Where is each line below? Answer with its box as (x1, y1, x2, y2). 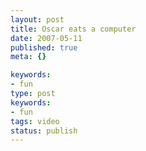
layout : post (10, 14, 65, 25)
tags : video (10, 116, 60, 126)
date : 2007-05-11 (10, 33, 83, 43)
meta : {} (10, 52, 47, 62)
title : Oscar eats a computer (10, 24, 137, 34)
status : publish (10, 126, 78, 136)
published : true (10, 42, 78, 53)
